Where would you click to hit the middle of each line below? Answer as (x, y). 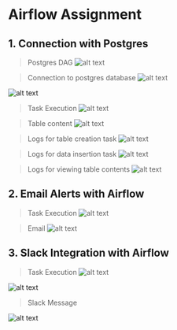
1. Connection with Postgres (78, 44)
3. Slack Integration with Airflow (88, 253)
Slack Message (52, 302)
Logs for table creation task (72, 139)
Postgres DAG (50, 62)
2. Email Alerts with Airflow (76, 194)
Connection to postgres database (81, 78)
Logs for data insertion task (72, 154)
